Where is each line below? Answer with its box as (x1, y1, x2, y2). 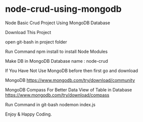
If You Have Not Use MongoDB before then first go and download (5, 68, 138, 74)
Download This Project (5, 29, 51, 35)
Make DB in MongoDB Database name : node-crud (5, 58, 108, 64)
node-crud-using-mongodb (5, 3, 122, 15)
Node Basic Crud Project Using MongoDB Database (5, 20, 110, 26)
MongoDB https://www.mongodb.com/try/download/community (5, 77, 135, 83)
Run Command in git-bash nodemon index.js (5, 101, 96, 107)
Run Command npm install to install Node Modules (5, 48, 108, 54)
